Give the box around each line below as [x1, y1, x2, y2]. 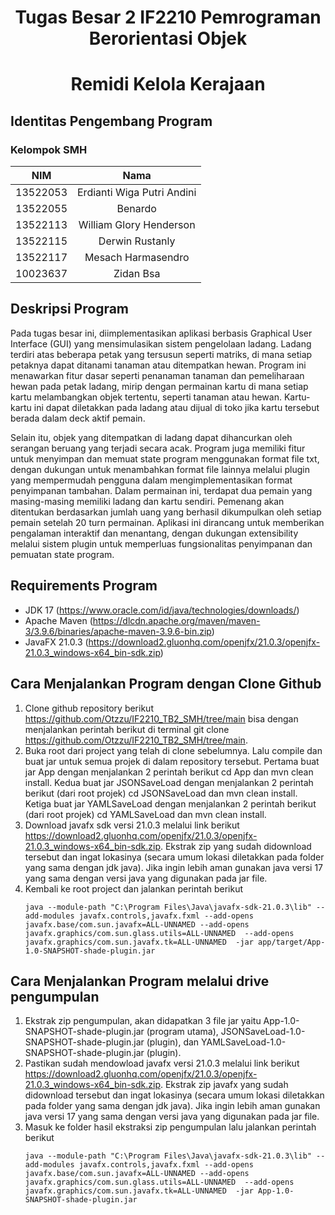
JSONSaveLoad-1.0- [220, 1026, 306, 1038]
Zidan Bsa [113, 267, 161, 281]
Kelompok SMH [10, 142, 88, 156]
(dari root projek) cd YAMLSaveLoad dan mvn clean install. [24, 808, 267, 820]
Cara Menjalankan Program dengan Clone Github [10, 676, 322, 693]
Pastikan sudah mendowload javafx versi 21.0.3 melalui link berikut [24, 1057, 300, 1070]
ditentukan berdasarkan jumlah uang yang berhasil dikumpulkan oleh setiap [10, 506, 322, 518]
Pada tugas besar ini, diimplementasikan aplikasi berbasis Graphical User [10, 327, 313, 339]
